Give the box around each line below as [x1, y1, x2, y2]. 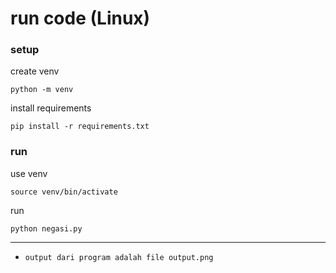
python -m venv [10, 85, 74, 95]
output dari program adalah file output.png [24, 252, 214, 262]
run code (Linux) [10, 7, 151, 30]
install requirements [10, 102, 92, 114]
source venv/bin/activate [10, 187, 118, 197]
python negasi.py [10, 223, 83, 234]
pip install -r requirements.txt [10, 122, 150, 132]
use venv [10, 167, 48, 179]
